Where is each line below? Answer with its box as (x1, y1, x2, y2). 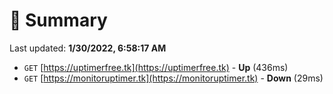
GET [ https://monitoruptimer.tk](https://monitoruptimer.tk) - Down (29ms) (23, 72, 324, 84)
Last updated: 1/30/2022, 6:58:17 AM (9, 42, 167, 54)
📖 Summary (9, 9, 108, 32)
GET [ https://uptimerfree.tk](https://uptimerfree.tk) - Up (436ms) (23, 61, 289, 73)
